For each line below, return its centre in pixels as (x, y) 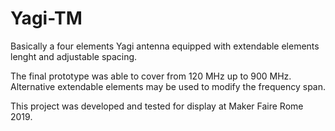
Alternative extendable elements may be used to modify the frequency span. (168, 86)
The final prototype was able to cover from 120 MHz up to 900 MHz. (151, 76)
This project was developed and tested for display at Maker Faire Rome (157, 106)
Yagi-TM (46, 18)
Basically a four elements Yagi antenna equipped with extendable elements (165, 46)
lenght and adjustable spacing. (74, 56)
